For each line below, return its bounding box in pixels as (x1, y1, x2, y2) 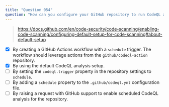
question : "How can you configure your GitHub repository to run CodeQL (5, 12, 161, 17)
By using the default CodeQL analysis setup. (12, 62, 105, 68)
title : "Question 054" (5, 7, 53, 13)
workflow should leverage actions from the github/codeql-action (12, 52, 148, 58)
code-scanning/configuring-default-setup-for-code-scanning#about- (17, 31, 162, 37)
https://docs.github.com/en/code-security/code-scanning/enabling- (17, 26, 159, 32)
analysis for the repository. (12, 96, 68, 102)
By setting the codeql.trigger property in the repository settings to (12, 68, 152, 74)
